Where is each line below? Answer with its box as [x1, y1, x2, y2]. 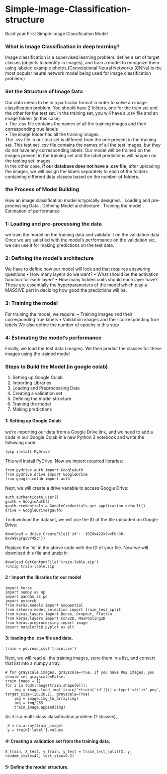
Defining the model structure [12, 395, 72, 402]
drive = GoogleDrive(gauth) [5, 508, 64, 513]
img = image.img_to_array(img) [14, 696, 79, 701]
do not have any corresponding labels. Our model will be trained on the [5, 147, 151, 153]
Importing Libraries [12, 380, 52, 386]
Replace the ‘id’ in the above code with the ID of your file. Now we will [5, 545, 148, 551]
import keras [5, 585, 32, 590]
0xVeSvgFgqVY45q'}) [5, 536, 46, 541]
